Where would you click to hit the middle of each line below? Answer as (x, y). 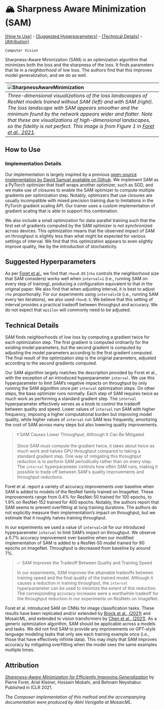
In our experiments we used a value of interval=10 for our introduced (75, 527)
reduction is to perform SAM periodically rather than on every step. (84, 462)
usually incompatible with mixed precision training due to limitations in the (79, 200)
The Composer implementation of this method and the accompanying (75, 697)
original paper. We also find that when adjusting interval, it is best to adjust (80, 289)
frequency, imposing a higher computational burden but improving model (79, 415)
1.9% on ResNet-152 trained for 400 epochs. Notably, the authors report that (82, 502)
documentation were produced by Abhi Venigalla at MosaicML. (69, 702)
